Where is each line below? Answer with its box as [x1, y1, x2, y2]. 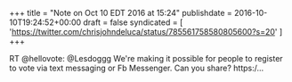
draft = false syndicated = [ [83, 17, 183, 28]
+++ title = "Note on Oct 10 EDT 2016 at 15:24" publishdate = [9, 8, 233, 18]
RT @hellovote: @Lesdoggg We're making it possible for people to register [9, 53, 283, 63]
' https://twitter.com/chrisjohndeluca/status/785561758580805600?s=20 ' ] [9, 27, 283, 37]
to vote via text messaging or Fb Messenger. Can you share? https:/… [9, 62, 264, 73]
